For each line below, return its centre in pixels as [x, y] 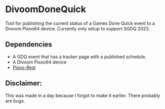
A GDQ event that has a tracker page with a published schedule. [79, 57]
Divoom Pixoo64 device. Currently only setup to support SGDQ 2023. [78, 28]
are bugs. [15, 101]
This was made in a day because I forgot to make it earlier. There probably [83, 95]
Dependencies [29, 45]
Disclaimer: [24, 84]
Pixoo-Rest [24, 67]
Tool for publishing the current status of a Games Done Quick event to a [80, 23]
